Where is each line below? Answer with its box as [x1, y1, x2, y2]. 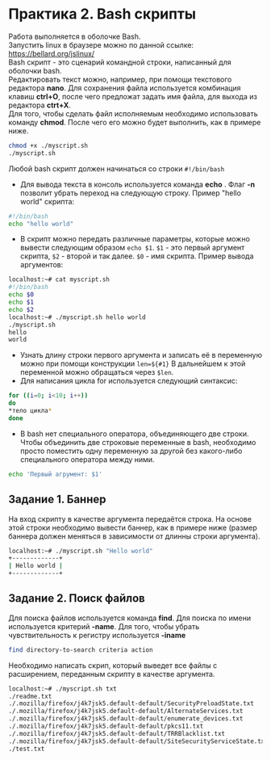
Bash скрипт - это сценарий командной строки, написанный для [8, 57, 231, 67]
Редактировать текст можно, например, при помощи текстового [8, 74, 232, 84]
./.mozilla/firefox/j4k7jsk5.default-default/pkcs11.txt [8, 722, 204, 731]
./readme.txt [8, 692, 52, 700]
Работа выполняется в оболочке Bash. [8, 31, 141, 41]
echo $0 [8, 291, 35, 299]
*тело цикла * [8, 407, 52, 415]
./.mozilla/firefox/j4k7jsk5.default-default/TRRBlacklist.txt [8, 729, 226, 737]
